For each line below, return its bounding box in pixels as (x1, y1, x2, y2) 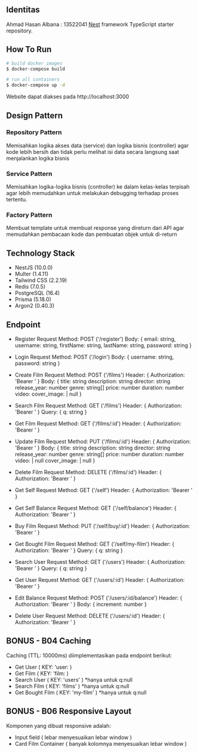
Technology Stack (6, 248, 75, 258)
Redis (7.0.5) (14, 283, 46, 290)
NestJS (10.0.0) (14, 264, 53, 271)
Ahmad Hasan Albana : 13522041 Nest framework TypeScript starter (6, 20, 174, 28)
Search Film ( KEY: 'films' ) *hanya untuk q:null (14, 682, 129, 690)
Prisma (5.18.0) (14, 296, 52, 303)
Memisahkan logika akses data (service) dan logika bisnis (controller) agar (6, 142, 189, 149)
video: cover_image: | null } (14, 390, 82, 397)
